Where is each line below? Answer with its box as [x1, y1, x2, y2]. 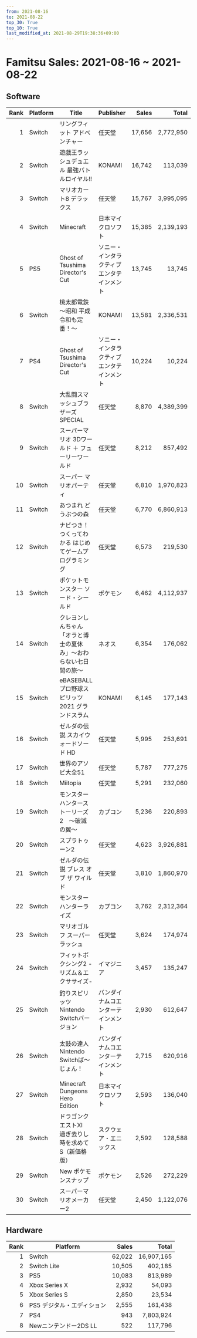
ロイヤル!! [65, 175, 93, 183]
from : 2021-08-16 [6, 8, 49, 15]
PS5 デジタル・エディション [29, 1301, 107, 1309]
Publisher [98, 109, 126, 117]
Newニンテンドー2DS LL [29, 1322, 97, 1330]
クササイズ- [59, 978, 93, 986]
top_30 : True [6, 19, 38, 25]
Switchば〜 [59, 1056, 90, 1064]
